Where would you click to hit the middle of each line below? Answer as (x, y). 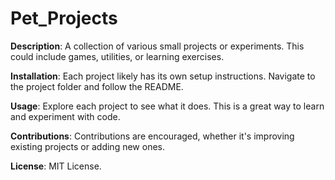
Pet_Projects (64, 18)
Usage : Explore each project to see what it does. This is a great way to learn (167, 106)
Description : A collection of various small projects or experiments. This (157, 46)
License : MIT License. (56, 166)
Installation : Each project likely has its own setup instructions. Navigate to (163, 76)
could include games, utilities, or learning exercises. (117, 56)
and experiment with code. (65, 116)
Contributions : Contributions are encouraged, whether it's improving (152, 136)
